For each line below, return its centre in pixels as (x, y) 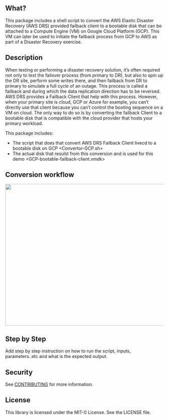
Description (24, 58)
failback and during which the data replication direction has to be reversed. (83, 91)
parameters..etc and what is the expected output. (56, 357)
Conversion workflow (40, 175)
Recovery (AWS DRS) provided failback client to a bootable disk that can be (83, 26)
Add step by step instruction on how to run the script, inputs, (68, 351)
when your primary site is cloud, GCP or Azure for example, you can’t (77, 102)
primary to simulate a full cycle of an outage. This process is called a (76, 86)
